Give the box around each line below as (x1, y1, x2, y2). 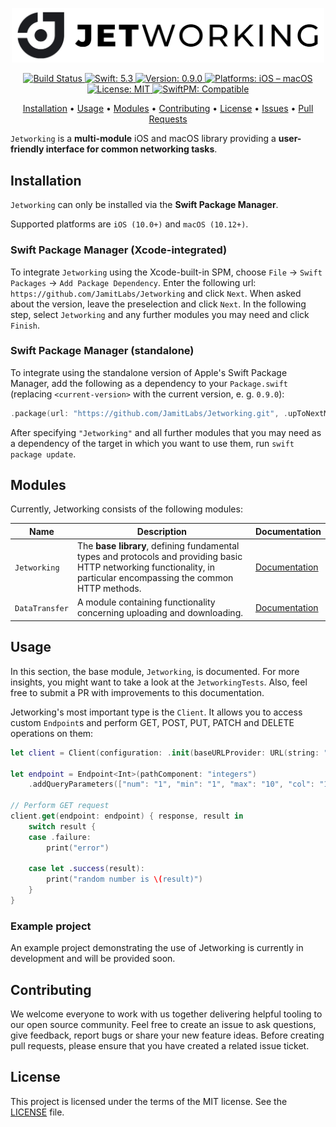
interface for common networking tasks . (45, 143, 218, 155)
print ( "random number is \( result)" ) (46, 874, 203, 885)
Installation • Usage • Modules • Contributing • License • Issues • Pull (22, 103, 314, 115)
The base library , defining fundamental (76, 540, 240, 552)
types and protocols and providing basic (76, 551, 243, 563)
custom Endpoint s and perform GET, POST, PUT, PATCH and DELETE (10, 716, 295, 728)
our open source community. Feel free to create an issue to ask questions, (10, 1019, 317, 1031)
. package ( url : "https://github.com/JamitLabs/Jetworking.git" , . (10, 408, 288, 418)
